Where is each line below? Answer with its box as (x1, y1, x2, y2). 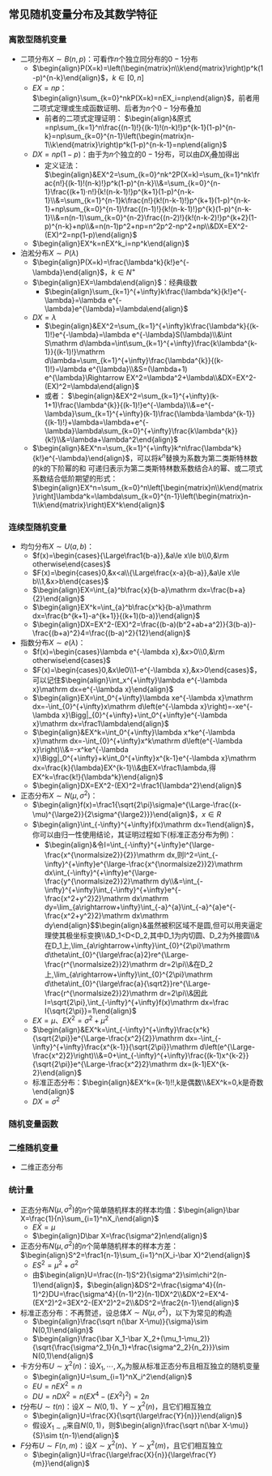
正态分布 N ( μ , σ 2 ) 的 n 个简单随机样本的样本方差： (19, 1239, 179, 1251)
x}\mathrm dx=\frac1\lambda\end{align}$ (32, 719, 169, 729)
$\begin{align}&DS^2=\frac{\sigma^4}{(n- (86, 1280, 227, 1290)
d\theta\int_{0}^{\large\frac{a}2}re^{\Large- (44, 949, 189, 959)
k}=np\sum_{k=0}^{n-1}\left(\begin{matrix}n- (44, 130, 195, 140)
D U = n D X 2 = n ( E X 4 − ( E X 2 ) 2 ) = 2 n (32, 1390, 150, 1401)
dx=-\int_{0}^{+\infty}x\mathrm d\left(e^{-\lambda (32, 702, 198, 712)
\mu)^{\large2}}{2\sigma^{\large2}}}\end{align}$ (32, 809, 196, 819)
